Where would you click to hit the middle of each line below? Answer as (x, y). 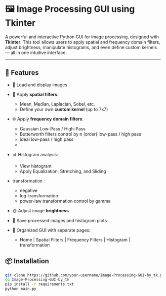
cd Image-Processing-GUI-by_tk (37, 280)
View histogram (36, 166)
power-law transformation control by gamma (65, 201)
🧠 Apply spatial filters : (35, 94)
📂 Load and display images (40, 85)
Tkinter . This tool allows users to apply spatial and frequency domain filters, (83, 42)
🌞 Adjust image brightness (41, 210)
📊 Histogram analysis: (35, 154)
